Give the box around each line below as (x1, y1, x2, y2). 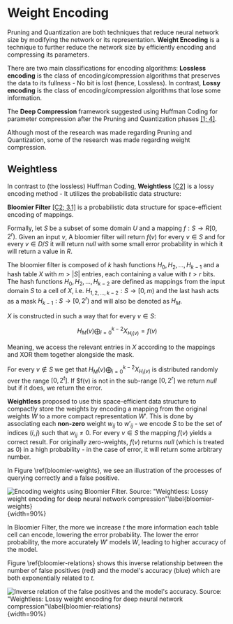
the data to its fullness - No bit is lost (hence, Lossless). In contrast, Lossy (7, 78, 221, 87)
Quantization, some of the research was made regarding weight (7, 135, 190, 144)
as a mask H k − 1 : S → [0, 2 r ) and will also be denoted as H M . (7, 295, 183, 307)
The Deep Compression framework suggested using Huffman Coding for (7, 107, 218, 115)
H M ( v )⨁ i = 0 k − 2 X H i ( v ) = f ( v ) (77, 325, 158, 338)
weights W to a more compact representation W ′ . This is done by (7, 412, 194, 420)
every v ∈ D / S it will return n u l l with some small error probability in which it (7, 240, 223, 248)
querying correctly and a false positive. (7, 474, 120, 482)
